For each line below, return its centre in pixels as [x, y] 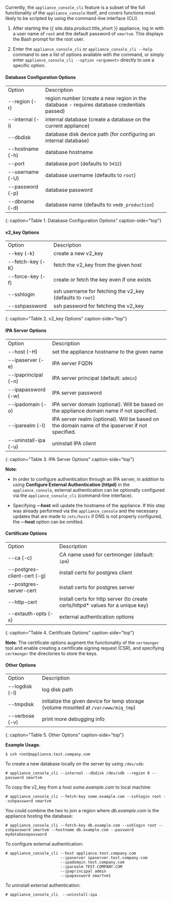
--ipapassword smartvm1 [85, 876]
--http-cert [23, 602]
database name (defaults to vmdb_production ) [100, 205]
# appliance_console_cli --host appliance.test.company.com [71, 853]
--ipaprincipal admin [83, 871]
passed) [55, 111]
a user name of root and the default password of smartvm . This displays [88, 34]
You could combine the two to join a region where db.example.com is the [82, 811]
